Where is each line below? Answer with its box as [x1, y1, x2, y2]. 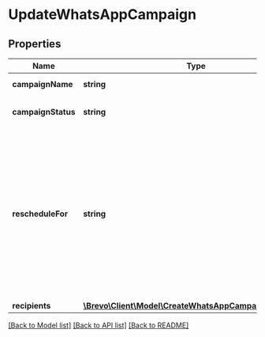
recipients [12, 301, 51, 311]
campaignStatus [12, 107, 76, 117]
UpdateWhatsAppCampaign [8, 6, 197, 24]
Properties [8, 37, 62, 51]
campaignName [12, 79, 73, 89]
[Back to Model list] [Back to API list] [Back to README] [8, 320, 189, 330]
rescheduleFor [12, 208, 69, 219]
